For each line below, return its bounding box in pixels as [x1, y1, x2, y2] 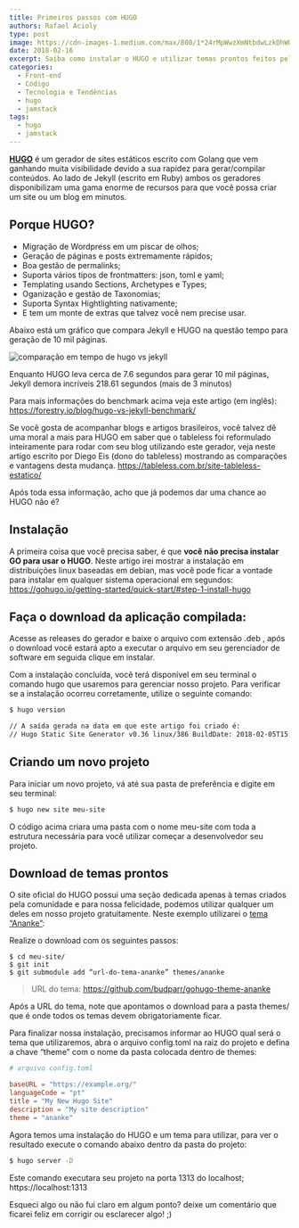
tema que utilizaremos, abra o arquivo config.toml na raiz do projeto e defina [9, 1037, 290, 1048]
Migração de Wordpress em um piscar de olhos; [21, 241, 199, 251]
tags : [9, 112, 29, 121]
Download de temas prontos [9, 866, 169, 881]
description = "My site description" [9, 1105, 149, 1114]
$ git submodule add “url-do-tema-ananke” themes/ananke [9, 968, 225, 977]
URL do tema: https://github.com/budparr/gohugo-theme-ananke [30, 984, 271, 994]
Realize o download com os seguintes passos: [9, 935, 179, 946]
